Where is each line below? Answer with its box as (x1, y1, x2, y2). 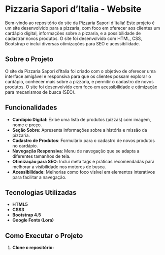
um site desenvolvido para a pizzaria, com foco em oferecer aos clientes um (5, 25, 160, 31)
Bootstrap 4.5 (12, 212, 41, 218)
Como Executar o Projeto (5, 231, 83, 240)
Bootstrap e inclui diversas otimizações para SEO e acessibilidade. (5, 40, 140, 46)
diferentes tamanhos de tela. (12, 153, 70, 159)
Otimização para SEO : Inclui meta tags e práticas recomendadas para (12, 158, 155, 164)
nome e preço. (12, 122, 42, 128)
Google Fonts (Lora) (12, 217, 54, 223)
